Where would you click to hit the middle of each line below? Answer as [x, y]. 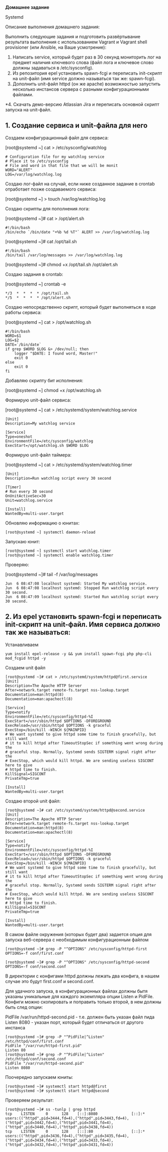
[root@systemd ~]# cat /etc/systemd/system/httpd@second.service [75, 810]
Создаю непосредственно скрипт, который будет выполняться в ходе [81, 307]
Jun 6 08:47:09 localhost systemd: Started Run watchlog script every [82, 597]
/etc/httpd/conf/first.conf [35, 1041]
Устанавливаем [22, 645]
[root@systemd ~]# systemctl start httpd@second [57, 1091]
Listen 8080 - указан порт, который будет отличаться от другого [74, 1022]
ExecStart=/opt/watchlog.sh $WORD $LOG [47, 445]
